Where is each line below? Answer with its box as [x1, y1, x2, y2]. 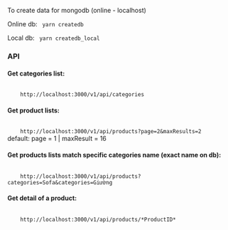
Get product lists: [7, 106, 60, 115]
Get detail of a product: [7, 194, 77, 202]
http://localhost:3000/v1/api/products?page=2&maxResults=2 [20, 128, 202, 135]
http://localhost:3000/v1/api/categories [20, 91, 144, 98]
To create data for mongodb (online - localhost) [7, 6, 147, 14]
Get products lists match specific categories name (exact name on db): [7, 150, 222, 159]
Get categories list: [7, 69, 65, 78]
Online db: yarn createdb [7, 20, 84, 28]
